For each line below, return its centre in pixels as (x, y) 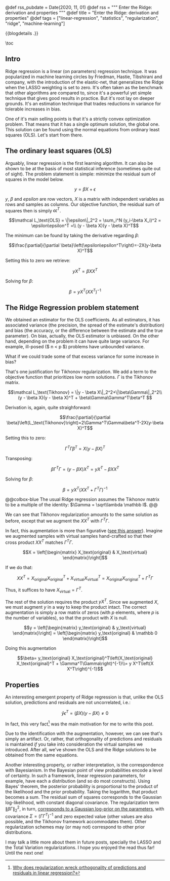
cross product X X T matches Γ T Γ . (39, 542)
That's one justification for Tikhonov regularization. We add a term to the (81, 372)
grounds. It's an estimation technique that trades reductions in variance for (83, 103)
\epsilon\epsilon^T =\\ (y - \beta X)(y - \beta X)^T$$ (85, 226)
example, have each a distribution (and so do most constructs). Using (78, 781)
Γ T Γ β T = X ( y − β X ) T (85, 448)
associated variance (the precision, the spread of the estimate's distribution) (85, 325)
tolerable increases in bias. (33, 109)
